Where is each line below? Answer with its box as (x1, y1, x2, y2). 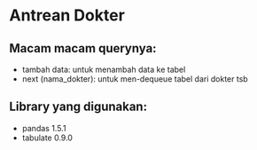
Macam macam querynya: (9, 41, 157, 56)
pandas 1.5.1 (21, 122, 66, 133)
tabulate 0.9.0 (21, 132, 74, 143)
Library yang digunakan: (9, 99, 148, 114)
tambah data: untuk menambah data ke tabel (21, 64, 186, 75)
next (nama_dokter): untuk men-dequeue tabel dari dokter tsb (21, 74, 248, 84)
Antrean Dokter (9, 5, 126, 26)
